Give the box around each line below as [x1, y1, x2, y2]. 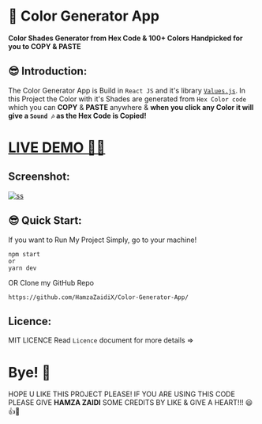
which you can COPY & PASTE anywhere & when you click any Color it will [8, 102, 254, 112]
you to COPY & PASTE [8, 41, 81, 51]
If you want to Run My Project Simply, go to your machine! [8, 235, 197, 244]
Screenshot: [8, 170, 70, 184]
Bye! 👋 [8, 363, 51, 381]
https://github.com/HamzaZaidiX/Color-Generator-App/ [8, 293, 189, 301]
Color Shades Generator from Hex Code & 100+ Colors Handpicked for [8, 33, 243, 43]
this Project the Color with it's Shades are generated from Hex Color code [8, 94, 247, 104]
